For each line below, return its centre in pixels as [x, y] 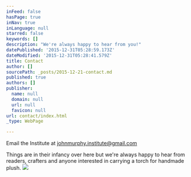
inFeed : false [24, 12]
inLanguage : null [27, 28]
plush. [14, 168]
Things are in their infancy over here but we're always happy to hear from [96, 155]
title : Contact [25, 61]
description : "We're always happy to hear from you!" [74, 45]
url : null [23, 105]
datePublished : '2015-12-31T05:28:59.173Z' [61, 50]
